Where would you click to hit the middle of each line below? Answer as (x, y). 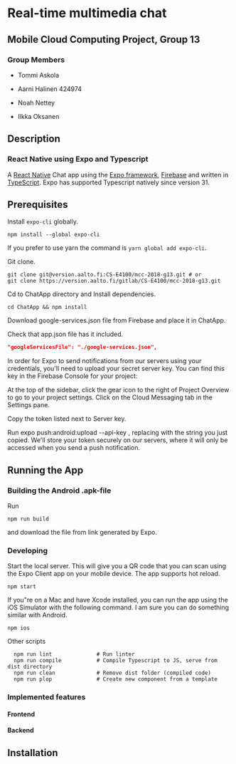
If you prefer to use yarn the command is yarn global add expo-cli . (107, 248)
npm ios (19, 628)
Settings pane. (28, 405)
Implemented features (47, 697)
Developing (28, 550)
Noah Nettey (36, 103)
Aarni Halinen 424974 (50, 89)
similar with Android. (37, 615)
